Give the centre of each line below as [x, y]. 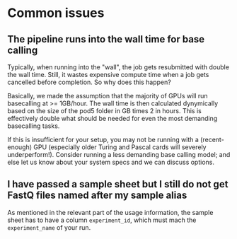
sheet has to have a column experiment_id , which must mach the [102, 220]
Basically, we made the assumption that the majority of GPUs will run [108, 96]
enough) [20, 147]
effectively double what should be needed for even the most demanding [112, 118]
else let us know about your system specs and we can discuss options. [111, 162]
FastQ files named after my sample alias [97, 196]
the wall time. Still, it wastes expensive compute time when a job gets [108, 75]
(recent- [212, 140]
